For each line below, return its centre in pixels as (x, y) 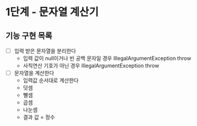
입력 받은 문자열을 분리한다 (45, 51)
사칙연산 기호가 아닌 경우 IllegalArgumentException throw (91, 66)
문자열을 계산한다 (34, 73)
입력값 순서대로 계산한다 (51, 81)
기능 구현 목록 (29, 36)
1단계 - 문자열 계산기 (52, 12)
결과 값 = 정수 (39, 117)
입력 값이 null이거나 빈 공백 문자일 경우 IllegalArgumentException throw (107, 58)
